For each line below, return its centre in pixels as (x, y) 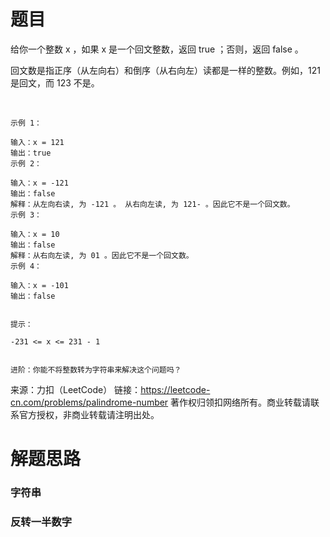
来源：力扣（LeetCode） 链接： (76, 389)
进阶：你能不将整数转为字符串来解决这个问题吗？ (96, 370)
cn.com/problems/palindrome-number (89, 402)
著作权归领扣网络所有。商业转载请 (241, 402)
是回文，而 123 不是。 (55, 82)
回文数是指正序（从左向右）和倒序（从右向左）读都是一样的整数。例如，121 (165, 70)
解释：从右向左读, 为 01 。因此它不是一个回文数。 (102, 255)
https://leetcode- (175, 389)
